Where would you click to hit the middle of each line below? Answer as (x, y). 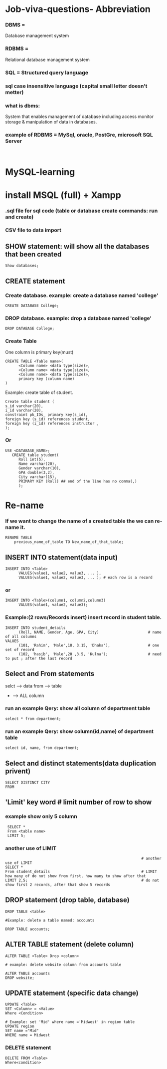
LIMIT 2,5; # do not (82, 880)
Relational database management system (47, 59)
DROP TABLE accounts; (28, 929)
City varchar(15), (37, 477)
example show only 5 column (41, 816)
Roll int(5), (32, 459)
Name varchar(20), (37, 463)
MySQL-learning (40, 172)
